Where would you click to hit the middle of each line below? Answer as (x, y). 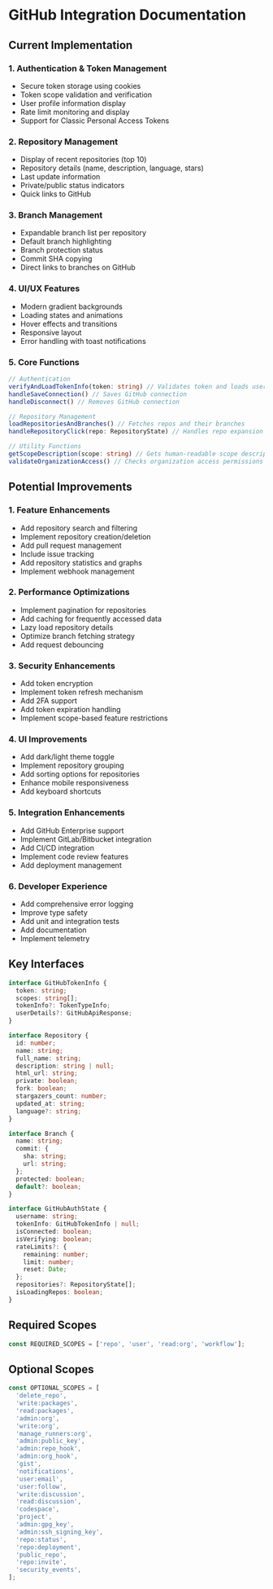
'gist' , (29, 1464)
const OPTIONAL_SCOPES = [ (54, 1388)
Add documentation (53, 930)
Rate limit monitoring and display (75, 112)
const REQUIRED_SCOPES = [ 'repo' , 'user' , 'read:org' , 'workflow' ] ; (127, 1344)
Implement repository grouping (72, 766)
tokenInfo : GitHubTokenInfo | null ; (78, 1224)
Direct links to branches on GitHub (78, 267)
